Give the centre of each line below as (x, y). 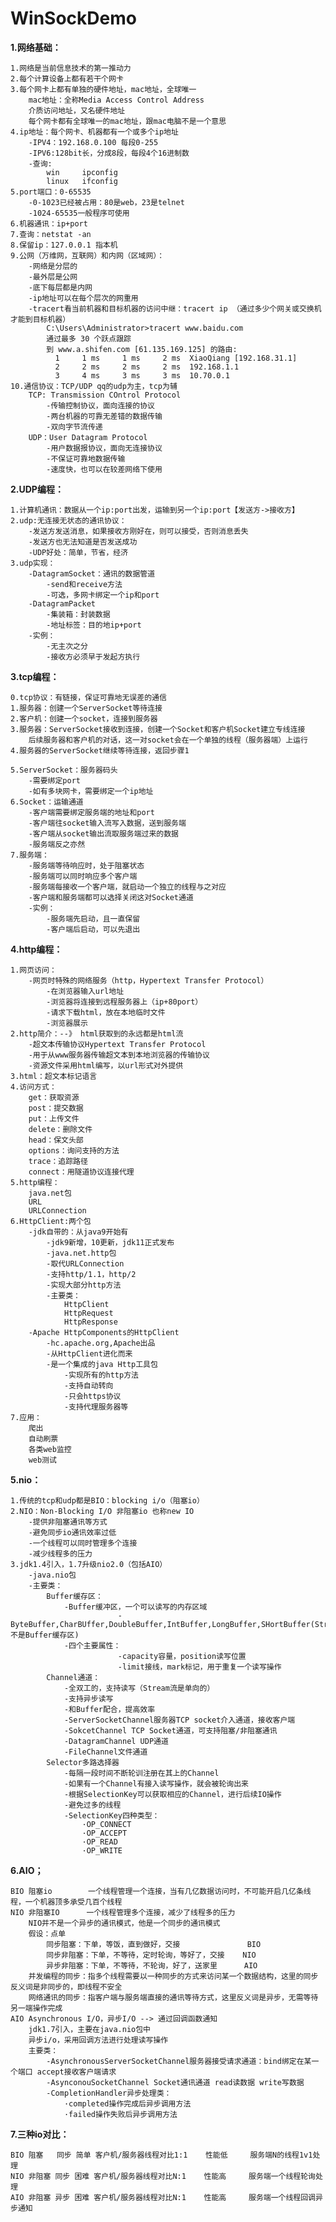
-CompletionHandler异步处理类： (109, 2093)
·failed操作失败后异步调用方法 (120, 2114)
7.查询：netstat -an (51, 234)
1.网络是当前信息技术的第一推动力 (71, 68)
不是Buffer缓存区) (45, 1635)
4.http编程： (36, 949)
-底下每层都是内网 (60, 287)
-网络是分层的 (53, 266)
